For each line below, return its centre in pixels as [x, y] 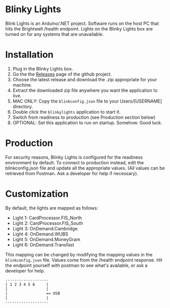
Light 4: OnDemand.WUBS [40, 234]
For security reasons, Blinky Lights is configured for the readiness [74, 157]
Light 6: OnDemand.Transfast [43, 245]
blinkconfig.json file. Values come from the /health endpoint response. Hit [84, 260]
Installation [29, 55]
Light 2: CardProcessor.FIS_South [48, 223]
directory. [23, 106]
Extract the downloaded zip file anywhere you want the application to [85, 90]
